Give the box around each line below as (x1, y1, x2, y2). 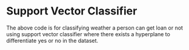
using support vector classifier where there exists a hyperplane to (6, 30, 171, 37)
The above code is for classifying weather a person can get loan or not (6, 24, 184, 31)
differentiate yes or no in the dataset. (6, 37, 99, 44)
